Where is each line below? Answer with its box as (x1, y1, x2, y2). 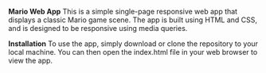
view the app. (8, 56, 53, 65)
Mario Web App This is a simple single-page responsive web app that (8, 7, 237, 16)
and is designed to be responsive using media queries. (8, 24, 188, 33)
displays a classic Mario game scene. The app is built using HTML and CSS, (8, 15, 257, 25)
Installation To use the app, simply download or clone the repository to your (8, 39, 259, 48)
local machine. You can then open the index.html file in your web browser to (8, 48, 258, 56)
